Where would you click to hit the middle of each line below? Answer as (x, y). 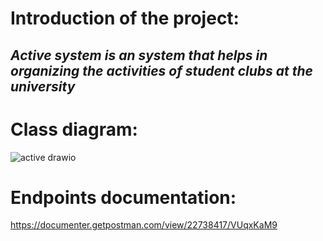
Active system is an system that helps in (139, 55)
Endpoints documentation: (123, 197)
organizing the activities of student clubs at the (161, 70)
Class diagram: (74, 129)
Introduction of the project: (125, 18)
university (43, 86)
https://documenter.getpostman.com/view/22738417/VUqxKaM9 (144, 225)
